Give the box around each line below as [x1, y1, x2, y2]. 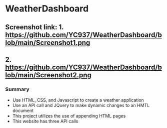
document [12, 108, 34, 114]
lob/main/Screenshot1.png [5, 38, 90, 47]
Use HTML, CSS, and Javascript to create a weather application [12, 97, 144, 103]
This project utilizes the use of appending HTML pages [12, 113, 126, 119]
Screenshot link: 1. [5, 23, 64, 31]
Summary [5, 86, 30, 93]
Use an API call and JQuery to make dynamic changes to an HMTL [12, 103, 150, 109]
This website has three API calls [12, 118, 78, 125]
